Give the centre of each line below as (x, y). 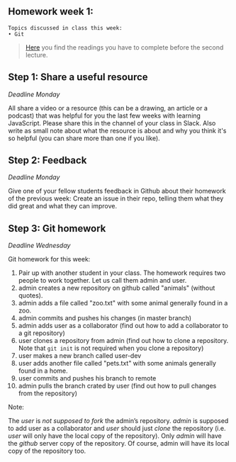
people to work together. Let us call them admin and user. (102, 281)
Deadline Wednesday (39, 246)
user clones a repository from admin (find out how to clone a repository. (123, 341)
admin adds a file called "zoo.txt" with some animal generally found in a (123, 303)
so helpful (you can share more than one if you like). (84, 138)
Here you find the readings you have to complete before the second (124, 47)
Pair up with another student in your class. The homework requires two (122, 273)
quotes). (30, 295)
